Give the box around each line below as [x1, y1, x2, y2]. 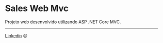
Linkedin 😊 [5, 32, 28, 39]
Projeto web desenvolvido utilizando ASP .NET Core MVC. [5, 19, 121, 25]
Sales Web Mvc [5, 3, 69, 14]
